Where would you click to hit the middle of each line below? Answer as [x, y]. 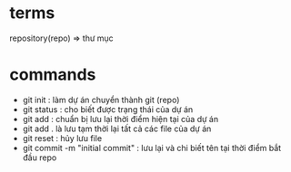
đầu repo [40, 158]
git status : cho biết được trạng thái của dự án [108, 109]
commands [53, 75]
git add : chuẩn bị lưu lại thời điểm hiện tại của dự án [120, 119]
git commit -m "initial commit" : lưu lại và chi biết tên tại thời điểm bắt [152, 148]
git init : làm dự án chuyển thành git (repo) [101, 100]
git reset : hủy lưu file [62, 138]
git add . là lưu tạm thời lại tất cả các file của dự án [117, 129]
